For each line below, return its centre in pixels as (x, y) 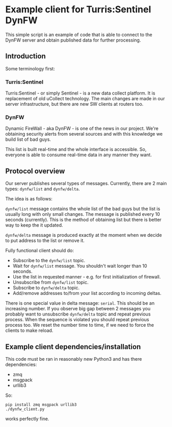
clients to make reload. (29, 330)
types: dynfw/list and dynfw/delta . (43, 189)
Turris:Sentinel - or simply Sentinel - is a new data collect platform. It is (80, 93)
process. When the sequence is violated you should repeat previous (77, 320)
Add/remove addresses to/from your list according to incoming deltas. (87, 293)
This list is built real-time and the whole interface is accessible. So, (76, 150)
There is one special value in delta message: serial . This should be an (80, 303)
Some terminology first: (30, 68)
